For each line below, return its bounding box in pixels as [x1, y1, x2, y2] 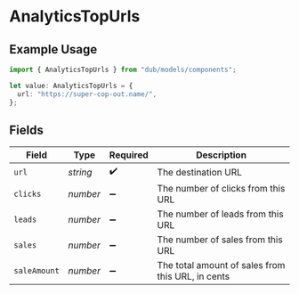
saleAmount [13, 265, 60, 276]
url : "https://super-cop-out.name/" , [17, 89, 158, 99]
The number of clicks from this [157, 183, 286, 195]
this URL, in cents [157, 270, 230, 282]
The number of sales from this [157, 233, 283, 246]
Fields [9, 122, 44, 137]
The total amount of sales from [157, 259, 286, 272]
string [68, 166, 93, 178]
